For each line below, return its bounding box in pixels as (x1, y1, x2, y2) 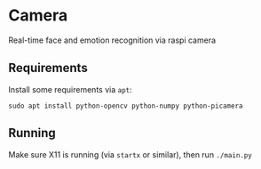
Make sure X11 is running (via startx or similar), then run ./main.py (8, 149, 252, 160)
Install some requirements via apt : (8, 84, 132, 94)
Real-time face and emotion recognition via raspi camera (8, 35, 217, 45)
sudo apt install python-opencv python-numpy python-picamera (8, 101, 243, 110)
